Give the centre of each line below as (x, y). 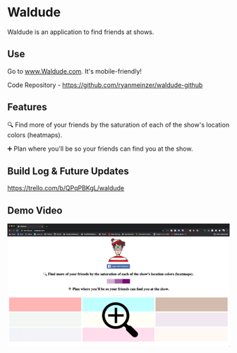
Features (27, 107)
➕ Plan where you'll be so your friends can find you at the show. (100, 149)
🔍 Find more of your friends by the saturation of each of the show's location (119, 125)
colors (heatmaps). (35, 134)
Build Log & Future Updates (68, 171)
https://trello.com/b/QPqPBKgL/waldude (66, 188)
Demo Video (35, 210)
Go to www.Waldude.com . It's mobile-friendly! (75, 71)
